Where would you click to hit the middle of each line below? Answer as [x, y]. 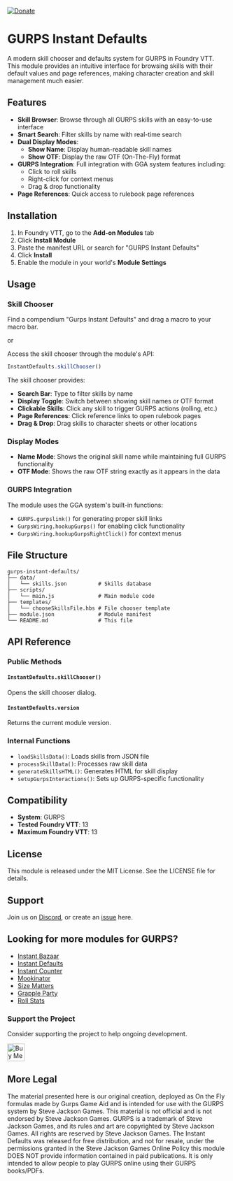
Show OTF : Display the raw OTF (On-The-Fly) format [104, 157]
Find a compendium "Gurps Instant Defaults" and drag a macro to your [109, 320]
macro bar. [23, 327]
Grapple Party [37, 993]
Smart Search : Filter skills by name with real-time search [99, 134]
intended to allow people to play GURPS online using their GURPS [101, 1163]
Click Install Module [47, 240]
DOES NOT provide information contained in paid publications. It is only [110, 1155]
